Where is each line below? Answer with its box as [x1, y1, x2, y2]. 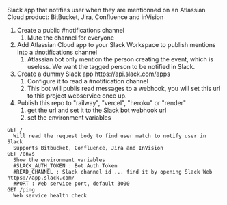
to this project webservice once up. [27, 92, 128, 100]
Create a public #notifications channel [16, 27, 124, 34]
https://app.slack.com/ [7, 174, 75, 181]
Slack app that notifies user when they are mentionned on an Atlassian [7, 6, 206, 14]
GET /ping [7, 187, 36, 193]
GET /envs [7, 150, 36, 157]
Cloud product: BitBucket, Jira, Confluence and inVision [7, 13, 164, 21]
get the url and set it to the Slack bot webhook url [27, 106, 167, 114]
